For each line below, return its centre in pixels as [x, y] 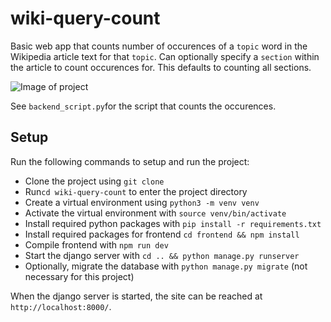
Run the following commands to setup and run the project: [130, 161]
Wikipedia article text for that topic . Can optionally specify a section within [165, 56]
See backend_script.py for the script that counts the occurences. [143, 106]
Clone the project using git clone [94, 181]
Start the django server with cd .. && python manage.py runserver [162, 255]
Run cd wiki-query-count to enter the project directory [136, 191]
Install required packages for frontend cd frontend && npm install [162, 234]
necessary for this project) [79, 276]
